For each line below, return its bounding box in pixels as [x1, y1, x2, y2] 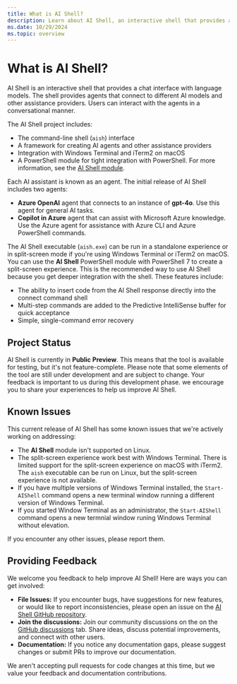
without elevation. [17, 521, 70, 529]
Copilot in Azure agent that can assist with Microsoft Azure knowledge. [17, 213, 226, 223]
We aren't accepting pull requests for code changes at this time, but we [7, 661, 215, 670]
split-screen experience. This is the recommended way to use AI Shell [7, 265, 211, 273]
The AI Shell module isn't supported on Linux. [17, 446, 152, 454]
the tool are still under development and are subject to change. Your [7, 370, 205, 379]
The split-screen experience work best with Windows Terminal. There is [17, 453, 227, 461]
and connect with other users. [17, 632, 105, 641]
